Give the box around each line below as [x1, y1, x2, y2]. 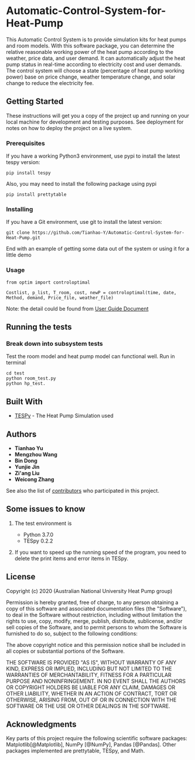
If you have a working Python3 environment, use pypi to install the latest [6, 152, 180, 159]
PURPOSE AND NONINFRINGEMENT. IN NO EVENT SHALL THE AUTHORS [6, 677, 186, 684]
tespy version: [6, 159, 40, 166]
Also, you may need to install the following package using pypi [6, 180, 157, 188]
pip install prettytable [6, 192, 67, 197]
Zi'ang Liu [14, 469, 40, 476]
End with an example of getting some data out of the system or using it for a [6, 245, 189, 253]
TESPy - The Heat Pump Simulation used [14, 412, 114, 420]
